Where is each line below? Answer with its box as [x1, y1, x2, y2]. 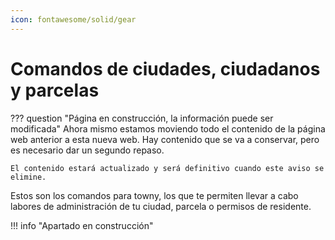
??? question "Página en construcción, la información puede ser [10, 112, 274, 124]
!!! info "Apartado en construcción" [10, 219, 154, 231]
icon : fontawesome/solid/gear [10, 14, 137, 25]
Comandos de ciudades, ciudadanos [10, 57, 321, 80]
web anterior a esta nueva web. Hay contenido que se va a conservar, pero [10, 133, 320, 145]
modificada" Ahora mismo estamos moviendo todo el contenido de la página [10, 122, 326, 135]
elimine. [10, 172, 47, 182]
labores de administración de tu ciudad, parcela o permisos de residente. [10, 200, 312, 212]
